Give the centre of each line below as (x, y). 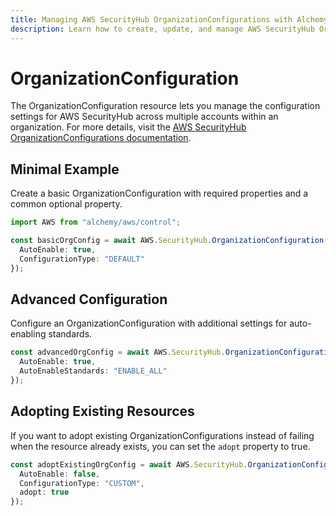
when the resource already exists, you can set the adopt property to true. (160, 446)
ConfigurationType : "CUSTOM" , (82, 483)
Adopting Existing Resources (102, 411)
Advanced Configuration (89, 299)
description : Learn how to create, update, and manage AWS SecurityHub (162, 29)
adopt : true (44, 492)
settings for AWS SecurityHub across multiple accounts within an (144, 117)
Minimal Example (65, 169)
